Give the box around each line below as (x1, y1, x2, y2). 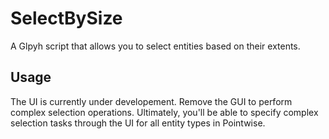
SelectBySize (10, 7, 123, 30)
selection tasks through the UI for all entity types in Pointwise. (10, 117, 266, 129)
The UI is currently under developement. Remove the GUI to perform (10, 95, 293, 107)
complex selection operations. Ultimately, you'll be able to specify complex (10, 106, 319, 118)
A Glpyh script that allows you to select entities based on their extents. (10, 40, 301, 52)
